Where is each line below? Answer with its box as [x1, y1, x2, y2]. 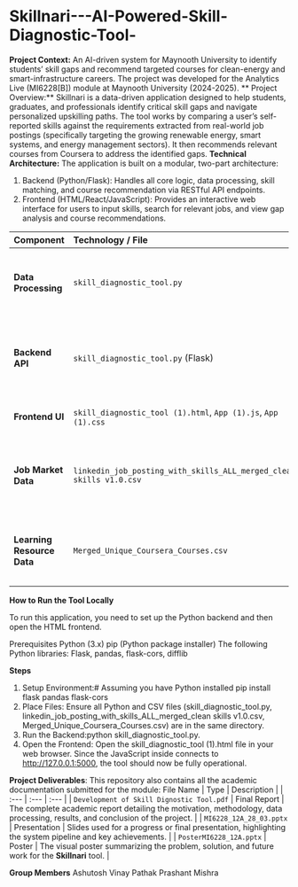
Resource [13, 544, 55, 556]
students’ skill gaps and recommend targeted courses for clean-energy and [9, 64, 286, 74]
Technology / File [73, 233, 148, 245]
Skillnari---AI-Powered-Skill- [9, 6, 228, 27]
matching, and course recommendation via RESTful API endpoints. [21, 184, 266, 195]
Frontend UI [13, 410, 65, 423]
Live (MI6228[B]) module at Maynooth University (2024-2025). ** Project [9, 82, 278, 93]
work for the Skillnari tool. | [9, 850, 110, 860]
